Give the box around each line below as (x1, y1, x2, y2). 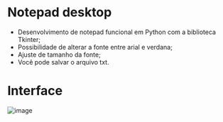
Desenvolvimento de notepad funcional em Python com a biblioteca (17, 28, 217, 36)
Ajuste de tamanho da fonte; (17, 50, 101, 59)
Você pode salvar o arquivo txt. (17, 57, 109, 66)
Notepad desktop (7, 4, 112, 21)
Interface (7, 83, 62, 99)
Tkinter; (17, 35, 41, 43)
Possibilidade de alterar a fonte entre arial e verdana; (17, 43, 173, 51)
